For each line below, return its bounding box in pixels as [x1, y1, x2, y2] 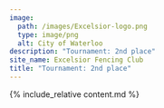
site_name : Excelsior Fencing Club [9, 55, 144, 64]
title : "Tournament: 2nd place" [9, 64, 131, 74]
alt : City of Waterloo [17, 38, 103, 48]
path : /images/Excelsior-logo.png [17, 22, 148, 31]
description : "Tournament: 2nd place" [9, 47, 156, 56]
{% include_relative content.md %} [9, 88, 140, 100]
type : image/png [17, 30, 79, 39]
